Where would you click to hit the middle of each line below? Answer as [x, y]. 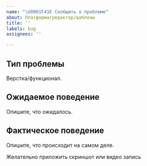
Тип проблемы [35, 64]
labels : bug [21, 29]
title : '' [19, 23]
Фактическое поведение [55, 131]
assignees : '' [24, 34]
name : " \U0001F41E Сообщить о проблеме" [58, 12]
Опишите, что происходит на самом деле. [60, 145]
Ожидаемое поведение [53, 97]
